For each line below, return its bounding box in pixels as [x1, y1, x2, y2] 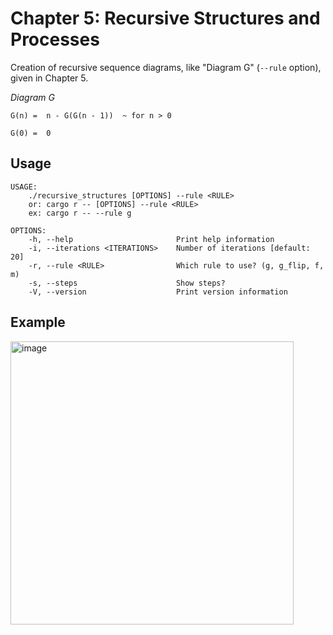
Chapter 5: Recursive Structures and [10, 7, 321, 30]
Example [10, 314, 66, 331]
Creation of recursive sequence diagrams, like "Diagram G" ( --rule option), [10, 61, 322, 73]
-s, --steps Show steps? [28, 278, 226, 288]
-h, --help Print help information [28, 234, 275, 244]
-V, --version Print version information [28, 287, 288, 297]
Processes [10, 28, 100, 51]
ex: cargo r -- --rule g [28, 208, 132, 218]
